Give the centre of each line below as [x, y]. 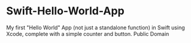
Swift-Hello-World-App [65, 11]
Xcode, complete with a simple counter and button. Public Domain [88, 33]
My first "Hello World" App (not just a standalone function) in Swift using [96, 27]
